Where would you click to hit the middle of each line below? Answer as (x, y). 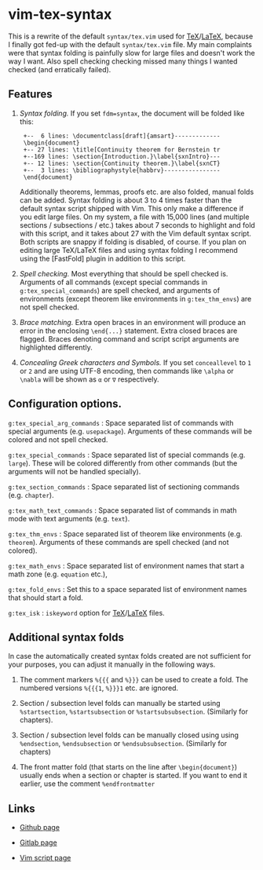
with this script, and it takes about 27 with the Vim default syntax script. (135, 233)
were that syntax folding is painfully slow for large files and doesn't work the (131, 53)
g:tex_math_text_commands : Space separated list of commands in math (122, 510)
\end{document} (48, 177)
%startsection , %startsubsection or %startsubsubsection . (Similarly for (134, 711)
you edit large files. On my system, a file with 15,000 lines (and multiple (134, 217)
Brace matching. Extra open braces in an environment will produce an (132, 322)
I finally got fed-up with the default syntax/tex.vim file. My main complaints (130, 44)
